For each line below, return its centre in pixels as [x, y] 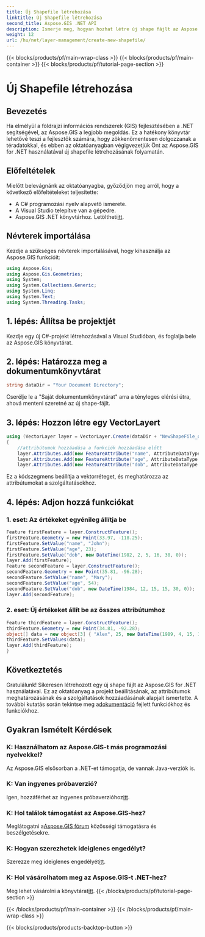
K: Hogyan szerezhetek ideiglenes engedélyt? [76, 849]
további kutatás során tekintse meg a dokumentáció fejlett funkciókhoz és [98, 704]
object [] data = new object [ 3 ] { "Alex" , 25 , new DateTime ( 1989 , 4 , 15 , [101, 634]
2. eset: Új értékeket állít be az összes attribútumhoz [86, 610]
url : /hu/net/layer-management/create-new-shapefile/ [76, 40]
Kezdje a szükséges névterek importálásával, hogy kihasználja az [88, 251]
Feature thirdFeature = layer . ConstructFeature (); [72, 622]
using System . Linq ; [31, 291]
